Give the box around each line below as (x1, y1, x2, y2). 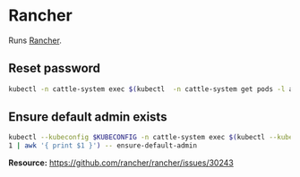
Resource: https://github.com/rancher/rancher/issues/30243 (8, 157, 234, 168)
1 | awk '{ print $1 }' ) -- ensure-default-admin (8, 141, 198, 150)
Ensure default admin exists (8, 109, 167, 125)
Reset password (8, 61, 100, 76)
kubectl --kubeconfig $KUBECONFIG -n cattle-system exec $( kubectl (8, 133, 266, 142)
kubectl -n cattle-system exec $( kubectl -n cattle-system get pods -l (8, 84, 286, 94)
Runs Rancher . (8, 35, 62, 46)
